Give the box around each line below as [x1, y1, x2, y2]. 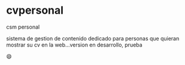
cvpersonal [6, 4, 64, 17]
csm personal [6, 23, 40, 30]
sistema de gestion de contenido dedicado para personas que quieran [6, 35, 180, 42]
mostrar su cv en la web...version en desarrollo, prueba [6, 41, 142, 48]
